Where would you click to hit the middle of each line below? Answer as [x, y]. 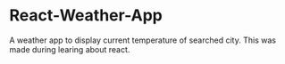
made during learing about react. [70, 49]
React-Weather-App [86, 16]
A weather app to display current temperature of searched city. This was [143, 40]
